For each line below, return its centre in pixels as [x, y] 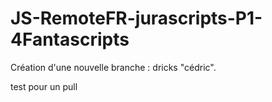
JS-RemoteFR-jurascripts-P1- [136, 18]
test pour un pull [44, 86]
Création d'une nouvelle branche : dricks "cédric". [113, 67]
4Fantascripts [70, 39]
